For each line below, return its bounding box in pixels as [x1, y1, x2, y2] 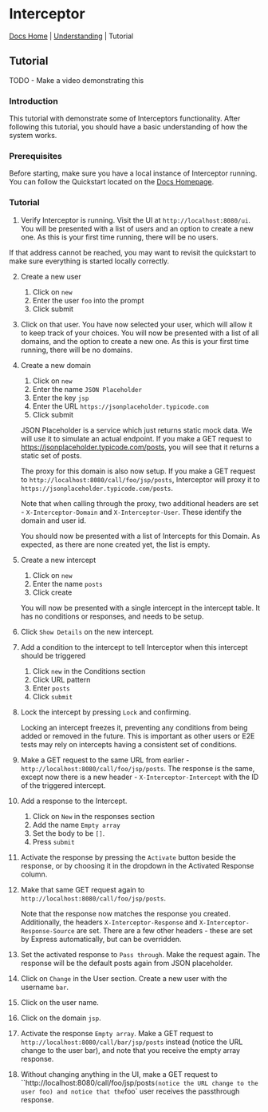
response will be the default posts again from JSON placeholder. [20, 958, 234, 968]
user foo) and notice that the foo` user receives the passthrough [20, 1086, 240, 1096]
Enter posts [32, 683, 70, 693]
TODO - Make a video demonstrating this [9, 75, 144, 85]
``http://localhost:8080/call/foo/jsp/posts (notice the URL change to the [20, 1078, 258, 1087]
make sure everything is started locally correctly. [9, 256, 170, 266]
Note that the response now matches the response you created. [20, 908, 231, 918]
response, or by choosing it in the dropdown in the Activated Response [20, 861, 254, 870]
